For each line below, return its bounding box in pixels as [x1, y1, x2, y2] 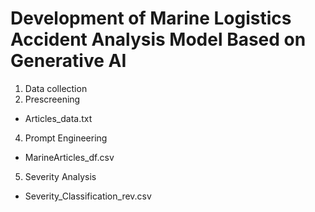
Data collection [24, 82, 88, 94]
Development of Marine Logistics [10, 7, 292, 30]
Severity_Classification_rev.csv [24, 190, 152, 202]
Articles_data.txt [24, 112, 93, 124]
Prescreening [24, 93, 81, 105]
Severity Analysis [24, 170, 97, 182]
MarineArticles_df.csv [24, 151, 115, 163]
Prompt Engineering [24, 132, 108, 144]
